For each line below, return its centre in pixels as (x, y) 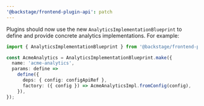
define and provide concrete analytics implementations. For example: (93, 35)
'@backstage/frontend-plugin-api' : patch (59, 12)
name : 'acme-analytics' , (43, 63)
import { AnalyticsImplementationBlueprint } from (72, 47)
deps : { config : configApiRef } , (65, 80)
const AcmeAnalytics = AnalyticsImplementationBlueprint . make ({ (89, 58)
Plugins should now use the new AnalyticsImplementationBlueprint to (94, 29)
